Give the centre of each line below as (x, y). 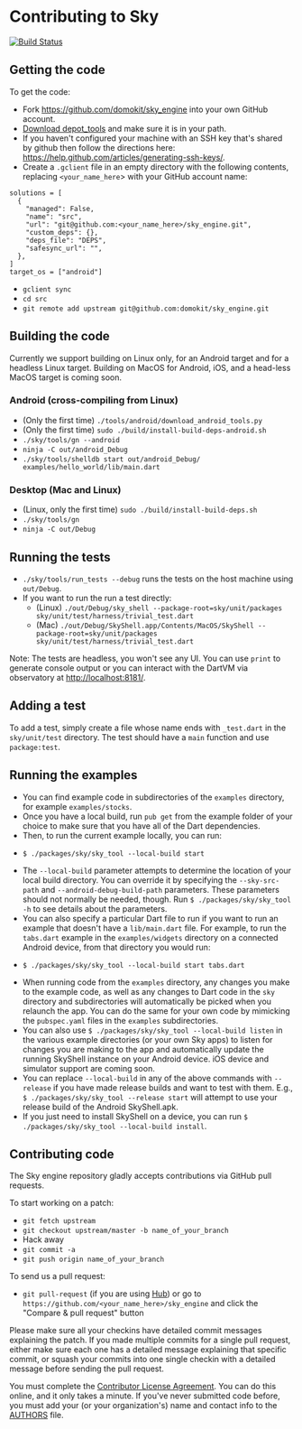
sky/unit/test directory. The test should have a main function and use (139, 737)
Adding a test (48, 706)
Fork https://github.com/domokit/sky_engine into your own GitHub (145, 109)
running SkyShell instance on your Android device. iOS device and (145, 1059)
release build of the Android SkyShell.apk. (100, 1107)
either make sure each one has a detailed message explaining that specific (148, 1350)
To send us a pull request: (57, 1276)
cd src (35, 299)
